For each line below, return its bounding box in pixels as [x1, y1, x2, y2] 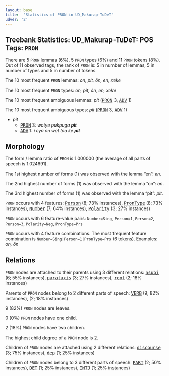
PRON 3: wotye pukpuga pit [20, 122, 77, 128]
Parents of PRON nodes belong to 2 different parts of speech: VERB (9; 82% [5, 289, 160, 296]
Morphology [5, 142, 45, 151]
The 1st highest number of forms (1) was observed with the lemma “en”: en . [5, 171, 161, 177]
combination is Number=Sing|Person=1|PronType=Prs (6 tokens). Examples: [5, 236, 158, 242]
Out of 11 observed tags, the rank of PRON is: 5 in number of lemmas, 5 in [5, 62, 155, 68]
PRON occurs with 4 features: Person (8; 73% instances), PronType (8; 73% [5, 200, 163, 206]
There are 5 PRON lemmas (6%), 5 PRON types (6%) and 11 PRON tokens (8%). [5, 57, 160, 63]
